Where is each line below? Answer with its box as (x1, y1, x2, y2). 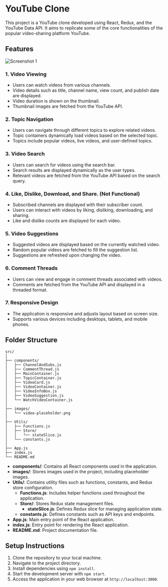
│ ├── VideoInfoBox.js (5, 388, 57, 394)
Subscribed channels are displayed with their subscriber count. (12, 202, 144, 208)
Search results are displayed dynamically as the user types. (12, 167, 136, 173)
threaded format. (12, 287, 48, 293)
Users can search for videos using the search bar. (12, 161, 116, 168)
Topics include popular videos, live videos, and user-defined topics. (12, 138, 153, 144)
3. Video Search (5, 150, 45, 157)
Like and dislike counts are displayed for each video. (12, 218, 121, 224)
